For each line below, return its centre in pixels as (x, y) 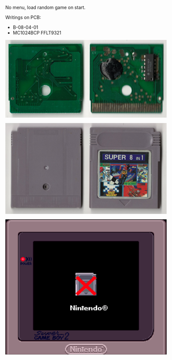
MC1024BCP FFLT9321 (37, 33)
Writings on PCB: (23, 17)
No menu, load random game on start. (46, 7)
